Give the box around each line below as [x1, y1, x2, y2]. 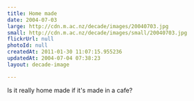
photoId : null [7, 42, 48, 49]
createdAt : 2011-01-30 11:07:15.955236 [7, 49, 123, 56]
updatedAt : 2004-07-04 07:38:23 [7, 55, 100, 62]
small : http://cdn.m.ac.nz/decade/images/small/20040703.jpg [7, 29, 188, 36]
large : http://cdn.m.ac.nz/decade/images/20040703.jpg [7, 23, 169, 30]
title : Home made [7, 10, 58, 17]
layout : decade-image [7, 61, 70, 68]
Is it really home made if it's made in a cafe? [7, 86, 133, 94]
